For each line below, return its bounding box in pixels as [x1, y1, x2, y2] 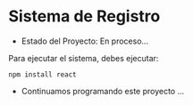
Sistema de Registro [8, 6, 161, 27]
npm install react [8, 69, 77, 79]
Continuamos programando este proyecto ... [21, 85, 185, 96]
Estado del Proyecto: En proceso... [21, 36, 149, 46]
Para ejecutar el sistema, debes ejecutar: [8, 52, 159, 63]
